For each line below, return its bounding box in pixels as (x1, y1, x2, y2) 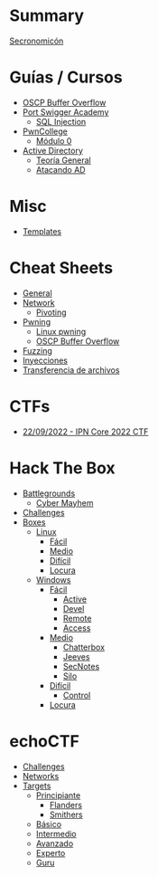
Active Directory (22, 145, 84, 156)
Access (62, 622, 91, 633)
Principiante (35, 789, 81, 801)
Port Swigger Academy (22, 106, 109, 118)
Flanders (49, 799, 83, 810)
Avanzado (35, 838, 74, 849)
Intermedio (35, 828, 77, 839)
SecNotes (62, 661, 100, 671)
